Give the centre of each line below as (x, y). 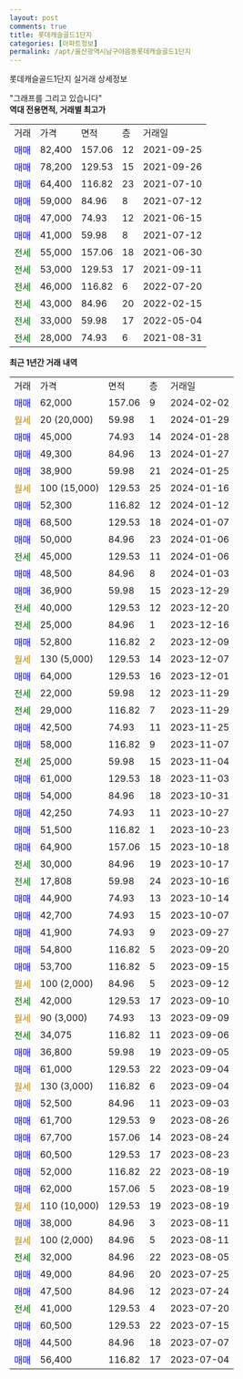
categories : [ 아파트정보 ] (54, 43)
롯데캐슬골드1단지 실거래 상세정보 (68, 79)
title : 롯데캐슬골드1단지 (51, 35)
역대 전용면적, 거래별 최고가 (58, 109)
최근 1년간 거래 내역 (44, 363)
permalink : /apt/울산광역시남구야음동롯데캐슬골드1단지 (100, 52)
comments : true (38, 26)
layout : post (34, 18)
